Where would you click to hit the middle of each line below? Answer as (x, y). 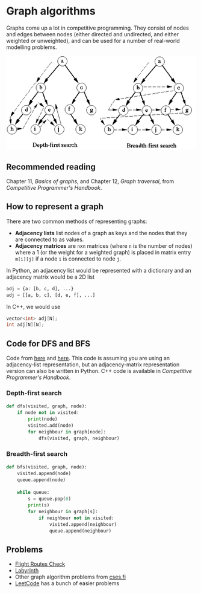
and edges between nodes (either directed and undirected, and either (93, 34)
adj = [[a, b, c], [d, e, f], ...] (51, 295)
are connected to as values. (49, 239)
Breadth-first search (37, 453)
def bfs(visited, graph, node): (47, 467)
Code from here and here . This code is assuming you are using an (88, 358)
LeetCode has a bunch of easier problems (67, 583)
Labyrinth (27, 571)
